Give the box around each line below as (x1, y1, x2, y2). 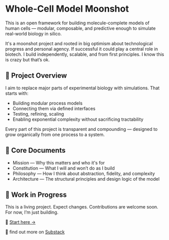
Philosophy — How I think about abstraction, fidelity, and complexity (12, 170, 155, 177)
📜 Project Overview (5, 72, 67, 80)
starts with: (5, 90, 29, 96)
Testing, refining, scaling (12, 111, 64, 117)
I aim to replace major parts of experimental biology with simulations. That (5, 85, 160, 91)
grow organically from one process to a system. (5, 131, 105, 138)
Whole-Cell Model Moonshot (5, 3, 129, 15)
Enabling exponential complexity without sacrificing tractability (12, 116, 144, 122)
